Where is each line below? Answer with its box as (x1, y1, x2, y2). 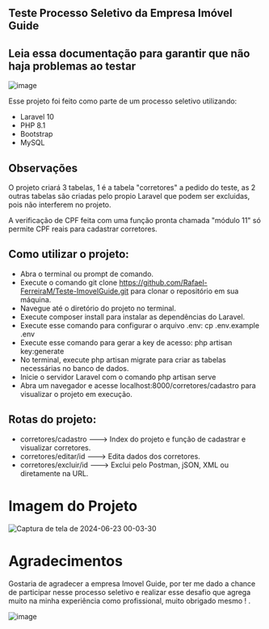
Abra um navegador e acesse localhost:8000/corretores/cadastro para (19, 380, 256, 390)
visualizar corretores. (19, 442, 91, 452)
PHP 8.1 (19, 120, 46, 130)
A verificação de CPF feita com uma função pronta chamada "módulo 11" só (8, 216, 261, 226)
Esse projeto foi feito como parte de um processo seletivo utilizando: (8, 96, 237, 106)
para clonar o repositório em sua (130, 286, 239, 296)
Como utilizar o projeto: (8, 247, 129, 261)
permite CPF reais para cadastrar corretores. (8, 224, 158, 234)
